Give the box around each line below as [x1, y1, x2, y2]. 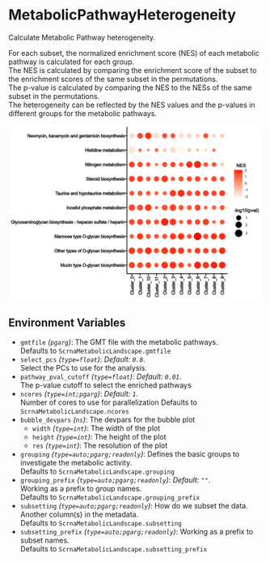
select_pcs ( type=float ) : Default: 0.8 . [19, 354, 146, 364]
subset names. [19, 535, 70, 545]
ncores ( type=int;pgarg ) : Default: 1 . [19, 389, 139, 399]
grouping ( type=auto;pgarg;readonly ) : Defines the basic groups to [19, 449, 240, 459]
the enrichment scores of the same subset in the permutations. [8, 74, 218, 84]
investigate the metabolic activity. [19, 458, 133, 468]
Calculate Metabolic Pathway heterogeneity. [8, 32, 156, 42]
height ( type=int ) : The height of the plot [32, 432, 167, 442]
